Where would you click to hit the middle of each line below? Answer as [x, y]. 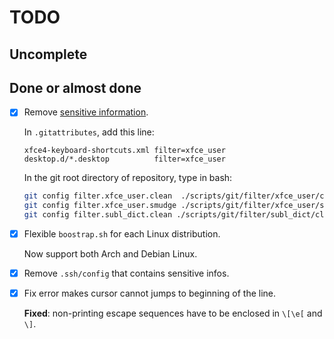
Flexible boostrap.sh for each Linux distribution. [122, 234]
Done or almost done [75, 87]
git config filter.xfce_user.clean [98, 196]
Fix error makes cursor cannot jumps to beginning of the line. [150, 293]
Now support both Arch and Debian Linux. [110, 254]
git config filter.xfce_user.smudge [100, 206]
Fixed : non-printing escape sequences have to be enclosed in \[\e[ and [173, 313]
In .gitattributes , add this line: [89, 132]
